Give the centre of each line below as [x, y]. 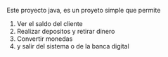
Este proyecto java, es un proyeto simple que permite [84, 10]
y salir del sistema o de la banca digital [73, 46]
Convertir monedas [45, 39]
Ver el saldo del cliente [50, 24]
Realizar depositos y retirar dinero [66, 31]
